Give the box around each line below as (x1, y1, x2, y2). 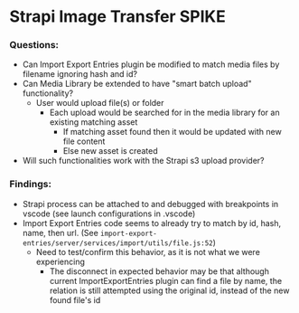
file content (62, 136, 106, 147)
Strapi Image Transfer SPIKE (9, 6, 226, 27)
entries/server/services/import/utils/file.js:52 (22, 238, 214, 248)
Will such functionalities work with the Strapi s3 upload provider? (22, 156, 265, 166)
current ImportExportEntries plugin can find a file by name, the (49, 275, 283, 286)
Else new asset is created (62, 146, 158, 156)
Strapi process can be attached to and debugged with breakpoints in (22, 198, 279, 209)
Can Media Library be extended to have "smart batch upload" (22, 79, 252, 90)
